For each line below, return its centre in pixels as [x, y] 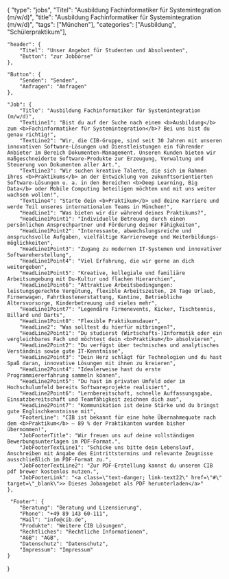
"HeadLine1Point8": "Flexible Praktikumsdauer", [90, 321]
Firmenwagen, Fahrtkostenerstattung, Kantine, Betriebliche [95, 297]
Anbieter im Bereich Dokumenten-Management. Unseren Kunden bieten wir [111, 153]
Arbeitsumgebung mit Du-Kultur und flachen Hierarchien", [92, 279]
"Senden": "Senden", [49, 80]
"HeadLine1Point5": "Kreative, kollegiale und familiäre [103, 273]
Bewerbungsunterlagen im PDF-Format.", [64, 441]
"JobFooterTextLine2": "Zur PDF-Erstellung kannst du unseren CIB [116, 466]
